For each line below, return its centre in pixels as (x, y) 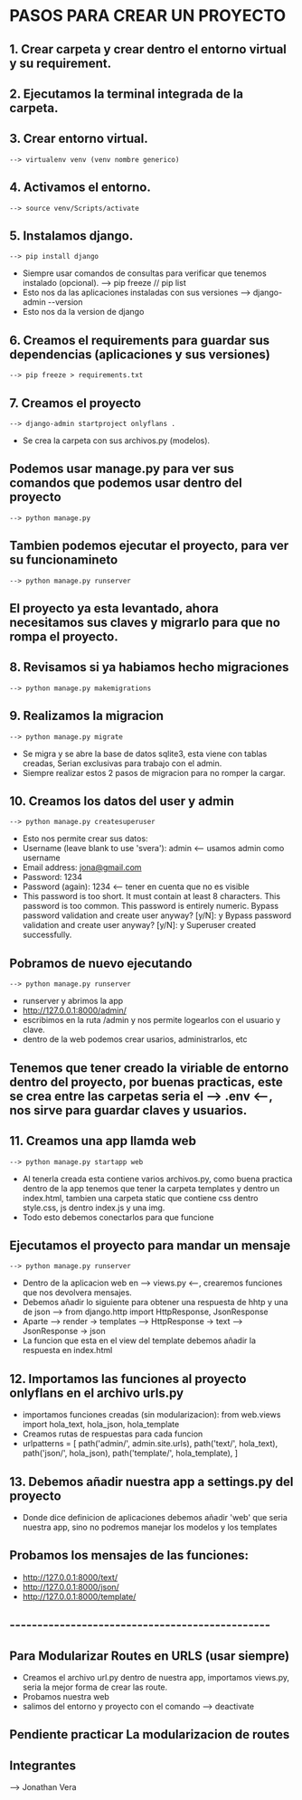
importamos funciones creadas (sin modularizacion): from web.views (151, 1415)
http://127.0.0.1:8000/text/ (70, 1577)
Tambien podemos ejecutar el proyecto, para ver (149, 546)
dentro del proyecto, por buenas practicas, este (146, 1082)
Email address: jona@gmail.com (82, 867)
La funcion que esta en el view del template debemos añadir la (139, 1341)
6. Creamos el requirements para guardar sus (140, 340)
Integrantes (43, 1765)
